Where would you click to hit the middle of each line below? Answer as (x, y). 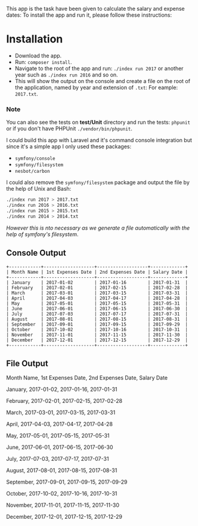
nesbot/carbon (32, 172)
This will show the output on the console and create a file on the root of (103, 81)
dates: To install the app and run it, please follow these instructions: (89, 15)
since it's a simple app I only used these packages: (69, 146)
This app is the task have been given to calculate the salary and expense (95, 9)
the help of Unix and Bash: (39, 189)
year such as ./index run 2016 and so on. (66, 75)
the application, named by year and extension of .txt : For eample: (96, 87)
